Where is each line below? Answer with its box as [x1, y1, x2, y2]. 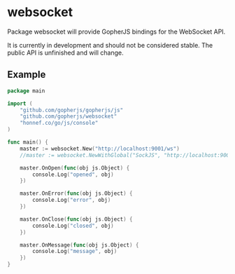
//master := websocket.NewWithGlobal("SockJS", [20, 151, 161, 158]
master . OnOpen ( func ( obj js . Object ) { [20, 164, 130, 172]
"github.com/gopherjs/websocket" [20, 113, 117, 120]
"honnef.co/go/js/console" [20, 120, 99, 127]
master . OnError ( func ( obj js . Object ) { [20, 190, 133, 197]
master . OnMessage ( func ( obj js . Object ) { [20, 241, 139, 249]
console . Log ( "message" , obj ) [32, 248, 117, 255]
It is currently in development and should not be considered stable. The [7, 41, 213, 49]
